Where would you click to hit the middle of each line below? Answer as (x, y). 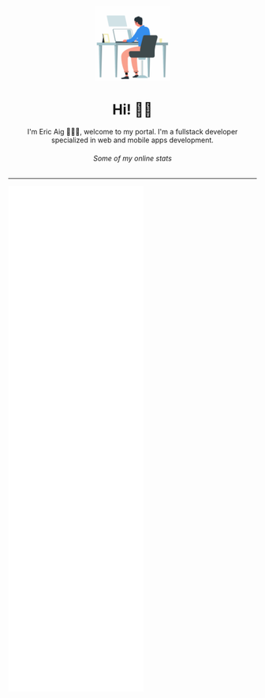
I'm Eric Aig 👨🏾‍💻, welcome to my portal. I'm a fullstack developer (132, 131)
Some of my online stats (132, 158)
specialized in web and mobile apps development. (132, 140)
